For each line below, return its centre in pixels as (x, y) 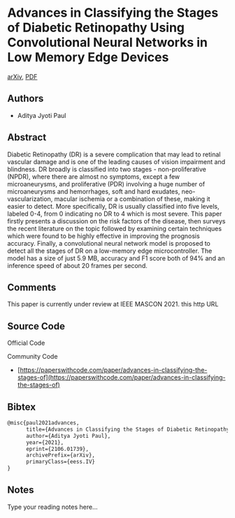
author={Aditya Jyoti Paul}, (68, 436)
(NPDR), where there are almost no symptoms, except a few (94, 177)
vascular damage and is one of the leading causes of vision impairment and (116, 161)
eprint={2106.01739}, (57, 449)
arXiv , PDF (22, 76)
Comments (32, 287)
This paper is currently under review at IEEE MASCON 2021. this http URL (113, 304)
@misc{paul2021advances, (43, 423)
